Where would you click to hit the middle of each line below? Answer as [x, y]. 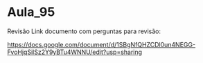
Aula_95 [31, 12]
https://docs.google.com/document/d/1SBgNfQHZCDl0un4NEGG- [101, 44]
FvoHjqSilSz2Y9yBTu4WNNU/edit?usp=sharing [75, 52]
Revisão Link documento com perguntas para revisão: [84, 31]
